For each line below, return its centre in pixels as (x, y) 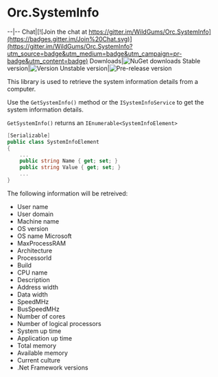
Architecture (35, 250)
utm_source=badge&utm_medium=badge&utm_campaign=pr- (95, 54)
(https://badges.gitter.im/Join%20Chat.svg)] (70, 39)
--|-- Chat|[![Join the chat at (47, 32)
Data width (32, 294)
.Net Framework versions (52, 367)
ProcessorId (34, 258)
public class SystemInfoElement (53, 142)
